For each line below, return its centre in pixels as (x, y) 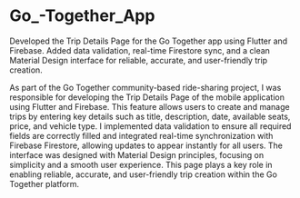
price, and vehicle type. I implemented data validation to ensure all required (150, 126)
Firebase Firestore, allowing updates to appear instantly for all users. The (146, 145)
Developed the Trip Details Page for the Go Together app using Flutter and (149, 41)
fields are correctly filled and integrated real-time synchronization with (141, 135)
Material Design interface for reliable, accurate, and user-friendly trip (139, 60)
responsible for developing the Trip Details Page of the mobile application (147, 97)
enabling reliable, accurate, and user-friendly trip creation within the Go (143, 174)
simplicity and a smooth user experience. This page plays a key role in (141, 164)
